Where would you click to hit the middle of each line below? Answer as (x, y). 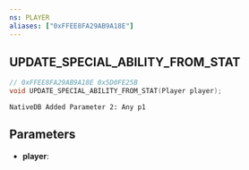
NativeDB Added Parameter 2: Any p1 (77, 107)
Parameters (43, 135)
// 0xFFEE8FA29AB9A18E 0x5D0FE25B (74, 83)
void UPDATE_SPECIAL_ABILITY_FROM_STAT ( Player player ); (116, 91)
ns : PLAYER (30, 17)
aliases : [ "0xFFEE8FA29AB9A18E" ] (72, 26)
